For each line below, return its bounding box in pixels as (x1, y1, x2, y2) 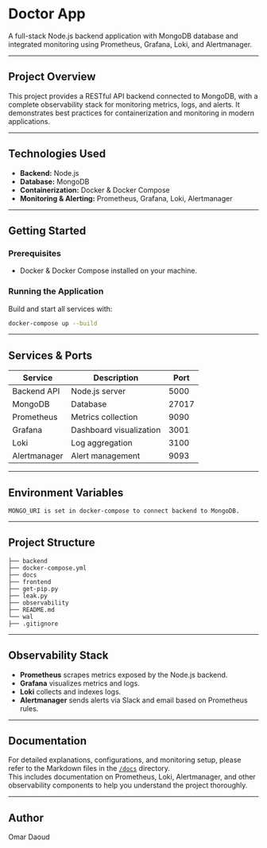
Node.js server (71, 386, 126, 397)
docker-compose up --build (8, 319, 98, 327)
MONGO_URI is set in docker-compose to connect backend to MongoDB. (8, 507, 240, 515)
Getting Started (8, 224, 87, 237)
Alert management (71, 450, 141, 461)
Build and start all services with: (8, 304, 113, 313)
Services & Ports (8, 348, 93, 362)
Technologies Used (8, 147, 106, 161)
